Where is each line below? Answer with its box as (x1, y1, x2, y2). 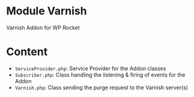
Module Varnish (6, 4, 87, 18)
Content (6, 45, 48, 59)
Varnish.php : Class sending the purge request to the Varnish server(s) (14, 84, 188, 91)
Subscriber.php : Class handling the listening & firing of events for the (14, 71, 186, 78)
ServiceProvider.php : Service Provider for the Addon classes (14, 65, 166, 72)
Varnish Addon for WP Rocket (6, 24, 80, 31)
